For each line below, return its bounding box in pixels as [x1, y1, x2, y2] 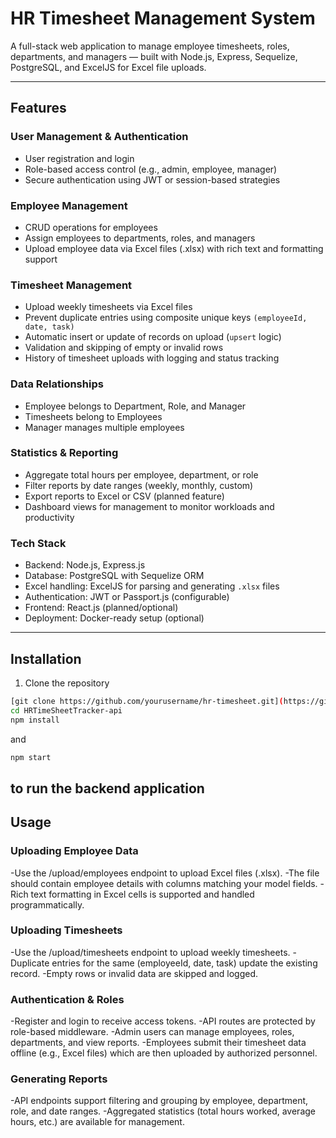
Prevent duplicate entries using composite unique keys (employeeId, [24, 312, 308, 324]
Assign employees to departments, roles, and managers [24, 232, 256, 244]
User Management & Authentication [10, 130, 189, 144]
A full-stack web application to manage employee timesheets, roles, [10, 40, 290, 52]
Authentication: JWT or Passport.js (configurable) [24, 591, 230, 603]
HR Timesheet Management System [10, 7, 316, 30]
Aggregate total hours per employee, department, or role [24, 468, 259, 481]
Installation [10, 650, 82, 667]
